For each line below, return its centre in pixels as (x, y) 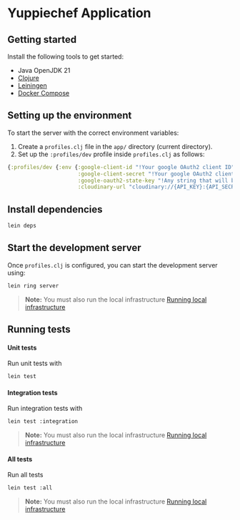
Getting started (42, 40)
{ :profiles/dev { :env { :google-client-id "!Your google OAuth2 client (115, 167)
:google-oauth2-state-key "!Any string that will (153, 180)
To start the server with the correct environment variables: (93, 133)
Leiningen (32, 86)
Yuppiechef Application (79, 13)
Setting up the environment (70, 116)
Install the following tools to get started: (65, 56)
